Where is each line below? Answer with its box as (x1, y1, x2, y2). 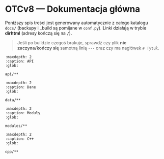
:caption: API (5, 59, 34, 64)
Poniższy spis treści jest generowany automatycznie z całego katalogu (5, 20, 148, 26)
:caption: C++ (5, 136, 34, 141)
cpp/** (5, 149, 19, 154)
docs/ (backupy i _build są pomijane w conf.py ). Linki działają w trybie (5, 25, 146, 31)
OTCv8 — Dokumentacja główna (5, 3, 140, 15)
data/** (5, 97, 21, 102)
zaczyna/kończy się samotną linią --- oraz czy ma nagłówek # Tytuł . (17, 45, 160, 51)
